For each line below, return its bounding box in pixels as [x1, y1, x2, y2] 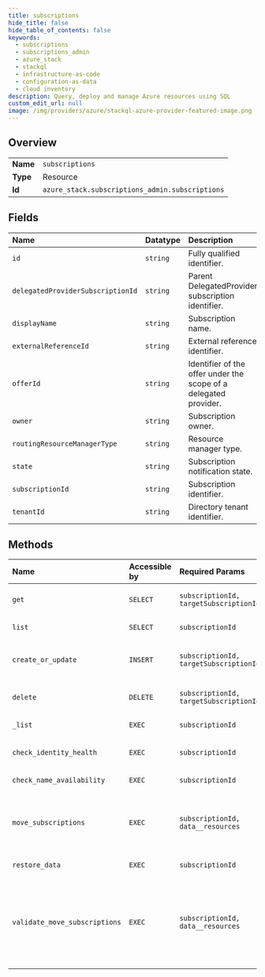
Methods [8, 538, 54, 552]
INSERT [129, 656, 154, 664]
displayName [12, 319, 58, 328]
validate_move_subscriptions [12, 918, 121, 927]
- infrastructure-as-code [15, 70, 101, 78]
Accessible [129, 561, 172, 572]
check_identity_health [12, 748, 97, 758]
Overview [8, 136, 58, 150]
